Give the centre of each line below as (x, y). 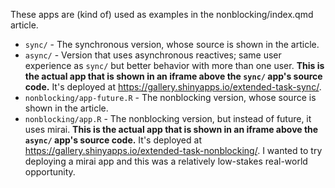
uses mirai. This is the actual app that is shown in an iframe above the (171, 129)
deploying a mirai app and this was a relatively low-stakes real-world (166, 161)
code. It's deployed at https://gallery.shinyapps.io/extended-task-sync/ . (173, 87)
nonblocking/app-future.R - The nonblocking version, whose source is (170, 97)
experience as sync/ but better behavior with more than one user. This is (174, 65)
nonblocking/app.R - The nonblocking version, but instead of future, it (168, 118)
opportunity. (50, 172)
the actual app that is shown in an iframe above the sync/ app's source (173, 76)
